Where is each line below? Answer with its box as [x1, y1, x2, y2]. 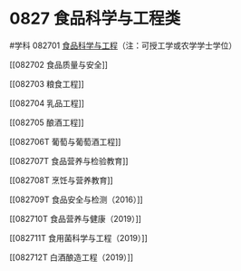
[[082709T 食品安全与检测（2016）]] [9, 194, 143, 205]
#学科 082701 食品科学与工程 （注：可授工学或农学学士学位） [9, 40, 237, 51]
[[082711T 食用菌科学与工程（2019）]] [9, 232, 148, 243]
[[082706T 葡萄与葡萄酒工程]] [9, 136, 121, 147]
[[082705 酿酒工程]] [9, 117, 84, 128]
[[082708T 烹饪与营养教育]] [9, 174, 113, 186]
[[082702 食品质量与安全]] [9, 59, 109, 70]
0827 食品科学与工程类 [9, 8, 181, 29]
